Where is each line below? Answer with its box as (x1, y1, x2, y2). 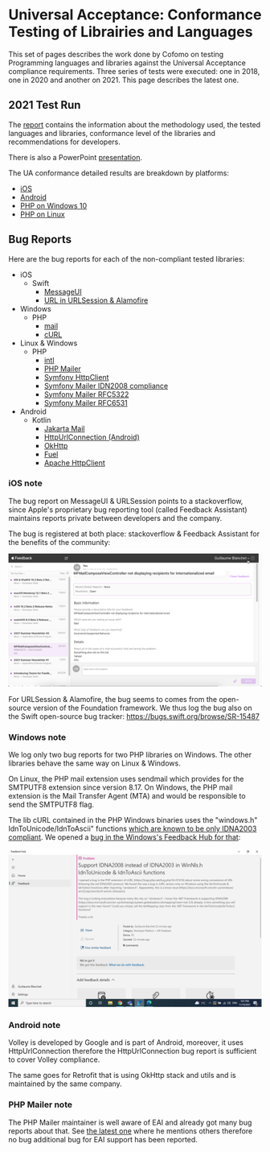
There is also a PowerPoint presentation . (8, 152, 143, 162)
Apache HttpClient (43, 457, 106, 468)
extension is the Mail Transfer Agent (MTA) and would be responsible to (8, 791, 247, 800)
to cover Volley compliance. (8, 1055, 100, 1064)
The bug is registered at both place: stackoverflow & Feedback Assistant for (8, 529, 260, 539)
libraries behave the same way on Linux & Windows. (8, 758, 181, 768)
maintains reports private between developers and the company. (8, 513, 223, 522)
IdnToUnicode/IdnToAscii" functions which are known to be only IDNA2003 (8, 824, 257, 833)
